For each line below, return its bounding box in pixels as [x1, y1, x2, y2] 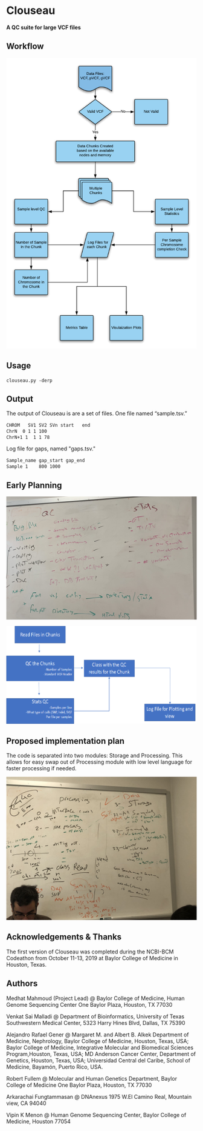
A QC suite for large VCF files [6, 24, 82, 31]
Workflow [6, 41, 44, 52]
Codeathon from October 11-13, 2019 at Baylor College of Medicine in [6, 954, 178, 961]
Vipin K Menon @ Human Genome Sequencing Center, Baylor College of [6, 1111, 187, 1118]
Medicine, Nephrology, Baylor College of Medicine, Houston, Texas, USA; [6, 1037, 189, 1044]
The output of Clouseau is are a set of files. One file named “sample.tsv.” [6, 410, 187, 417]
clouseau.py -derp [6, 377, 53, 384]
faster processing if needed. [6, 765, 77, 772]
